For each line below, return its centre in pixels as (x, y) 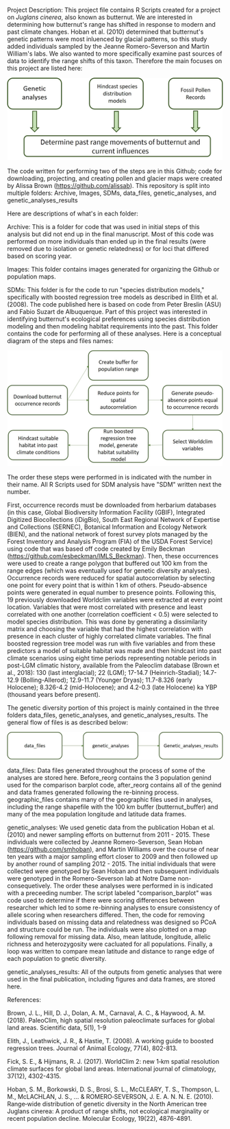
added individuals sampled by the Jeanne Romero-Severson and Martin (108, 46)
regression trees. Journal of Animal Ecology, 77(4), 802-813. (92, 1048)
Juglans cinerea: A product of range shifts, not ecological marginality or (108, 1111)
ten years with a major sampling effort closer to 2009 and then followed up (113, 856)
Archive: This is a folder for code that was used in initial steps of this (103, 227)
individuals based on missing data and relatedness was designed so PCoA (112, 922)
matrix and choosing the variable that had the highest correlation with (105, 629)
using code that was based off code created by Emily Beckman (96, 549)
